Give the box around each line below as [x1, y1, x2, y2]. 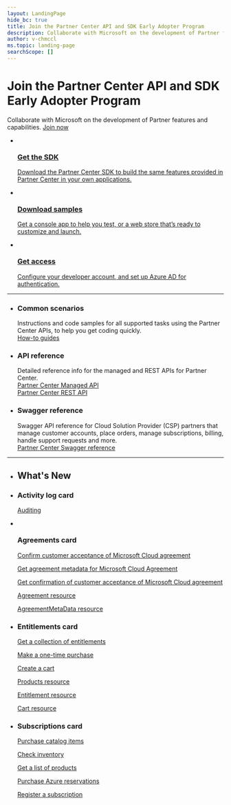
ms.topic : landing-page [7, 42, 76, 49]
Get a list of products [16, 764, 77, 772]
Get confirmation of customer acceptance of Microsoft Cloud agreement [16, 578, 223, 586]
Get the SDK [16, 152, 59, 162]
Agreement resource [16, 591, 76, 600]
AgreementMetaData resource [16, 604, 103, 613]
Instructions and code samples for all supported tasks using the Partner [16, 319, 221, 327]
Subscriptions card [16, 721, 82, 731]
